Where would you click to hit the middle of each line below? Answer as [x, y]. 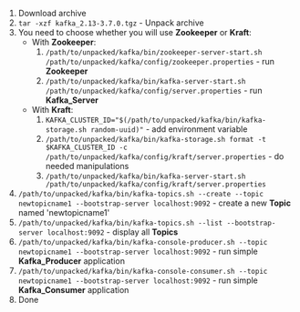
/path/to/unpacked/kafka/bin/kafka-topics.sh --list [120, 223]
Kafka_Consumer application [73, 290]
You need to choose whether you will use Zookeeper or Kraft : [135, 32]
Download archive [52, 13]
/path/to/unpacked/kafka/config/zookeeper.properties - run [160, 61]
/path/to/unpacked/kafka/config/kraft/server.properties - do [165, 156]
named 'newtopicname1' [64, 212]
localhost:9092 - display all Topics [113, 232]
